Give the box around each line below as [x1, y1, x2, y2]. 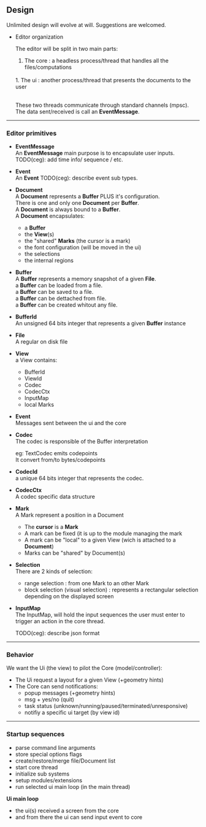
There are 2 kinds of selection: [15, 567, 93, 575]
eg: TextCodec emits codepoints [15, 450, 98, 457]
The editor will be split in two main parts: [15, 45, 118, 52]
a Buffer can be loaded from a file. [15, 282, 103, 289]
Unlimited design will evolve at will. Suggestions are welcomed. [6, 21, 167, 28]
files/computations [24, 63, 72, 71]
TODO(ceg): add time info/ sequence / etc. [15, 156, 124, 163]
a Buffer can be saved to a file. [15, 288, 94, 296]
